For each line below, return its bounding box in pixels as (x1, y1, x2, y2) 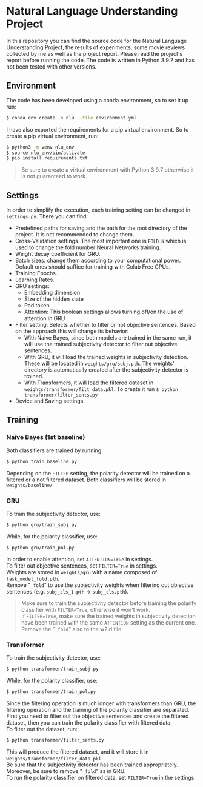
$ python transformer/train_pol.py (6, 688, 96, 695)
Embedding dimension (24, 289, 81, 296)
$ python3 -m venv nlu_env (6, 144, 75, 150)
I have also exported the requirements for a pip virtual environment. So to (6, 126, 189, 133)
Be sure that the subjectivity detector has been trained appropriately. (6, 761, 178, 768)
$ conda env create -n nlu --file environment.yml (6, 115, 137, 121)
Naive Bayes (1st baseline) (6, 433, 85, 441)
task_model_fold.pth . (6, 575, 60, 582)
